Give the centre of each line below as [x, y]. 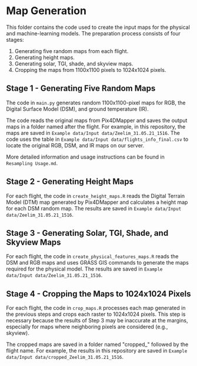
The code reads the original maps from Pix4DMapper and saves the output [97, 120]
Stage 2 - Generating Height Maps [70, 182]
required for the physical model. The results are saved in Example [84, 269]
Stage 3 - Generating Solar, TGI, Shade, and [87, 233]
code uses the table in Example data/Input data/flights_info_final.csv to [97, 139]
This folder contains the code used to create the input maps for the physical [98, 27]
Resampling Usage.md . [32, 163]
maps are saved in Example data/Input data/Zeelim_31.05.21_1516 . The [93, 133]
